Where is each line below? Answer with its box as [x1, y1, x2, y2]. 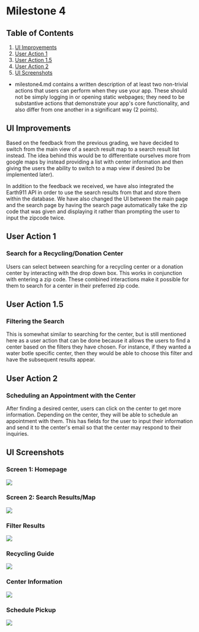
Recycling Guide [6, 550, 55, 558]
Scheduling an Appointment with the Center [6, 391, 136, 399]
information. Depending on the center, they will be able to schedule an [6, 411, 178, 418]
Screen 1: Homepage [6, 465, 67, 474]
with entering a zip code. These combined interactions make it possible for [6, 276, 189, 283]
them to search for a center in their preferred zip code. [6, 282, 140, 289]
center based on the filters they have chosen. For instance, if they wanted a [6, 343, 191, 350]
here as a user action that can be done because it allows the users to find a [6, 337, 190, 344]
